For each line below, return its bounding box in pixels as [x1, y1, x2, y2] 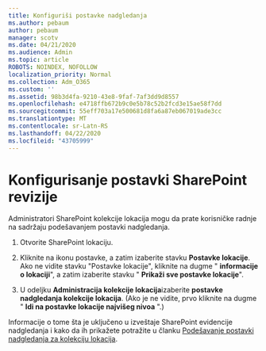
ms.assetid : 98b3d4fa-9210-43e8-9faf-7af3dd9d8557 [8, 93, 179, 101]
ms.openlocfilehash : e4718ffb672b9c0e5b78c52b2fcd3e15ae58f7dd [8, 100, 222, 108]
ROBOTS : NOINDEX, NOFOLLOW [8, 63, 98, 71]
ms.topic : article [8, 56, 69, 64]
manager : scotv [8, 33, 59, 42]
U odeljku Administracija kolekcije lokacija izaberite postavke [19, 285, 224, 295]
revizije [8, 188, 58, 206]
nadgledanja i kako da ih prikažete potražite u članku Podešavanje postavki [8, 326, 254, 335]
